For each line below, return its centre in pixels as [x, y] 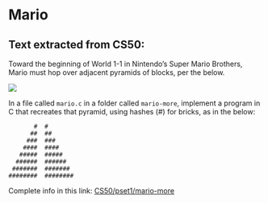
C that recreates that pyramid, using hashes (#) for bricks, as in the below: [132, 112]
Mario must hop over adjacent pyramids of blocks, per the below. [117, 72]
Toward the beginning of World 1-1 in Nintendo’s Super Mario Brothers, [126, 64]
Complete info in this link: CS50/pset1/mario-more [92, 191]
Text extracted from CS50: [77, 45]
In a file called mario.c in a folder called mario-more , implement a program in [134, 103]
